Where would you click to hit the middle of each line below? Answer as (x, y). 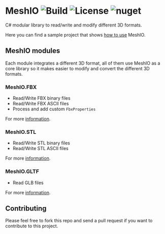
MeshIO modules (33, 51)
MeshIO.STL (21, 132)
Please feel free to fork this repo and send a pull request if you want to (79, 221)
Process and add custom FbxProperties (54, 109)
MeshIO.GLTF (22, 171)
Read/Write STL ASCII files (40, 149)
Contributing (26, 209)
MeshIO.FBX (21, 87)
